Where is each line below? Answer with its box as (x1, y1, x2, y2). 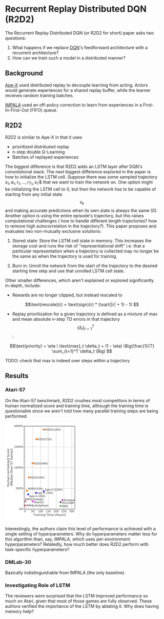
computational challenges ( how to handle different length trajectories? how (5, 218, 157, 224)
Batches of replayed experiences (12, 154, 79, 160)
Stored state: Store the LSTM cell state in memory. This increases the (12, 238, 152, 244)
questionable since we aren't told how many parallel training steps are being (5, 408, 159, 413)
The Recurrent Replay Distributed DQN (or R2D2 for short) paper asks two (5, 30, 154, 36)
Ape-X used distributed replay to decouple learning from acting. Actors (5, 82, 148, 88)
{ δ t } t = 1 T (77, 324, 94, 331)
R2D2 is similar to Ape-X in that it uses (5, 134, 82, 140)
